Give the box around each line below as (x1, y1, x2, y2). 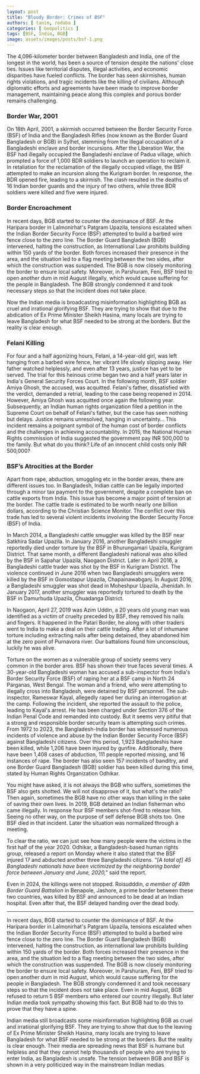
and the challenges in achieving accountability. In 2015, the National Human (7, 428, 192, 435)
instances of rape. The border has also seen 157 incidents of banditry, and (7, 758, 189, 765)
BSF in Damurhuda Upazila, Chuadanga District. (7, 595, 124, 602)
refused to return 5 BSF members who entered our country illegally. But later (7, 993, 194, 1000)
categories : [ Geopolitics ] (7, 25, 79, 32)
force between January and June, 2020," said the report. (7, 869, 147, 876)
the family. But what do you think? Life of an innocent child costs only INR (7, 440, 187, 448)
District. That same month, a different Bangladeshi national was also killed (7, 551, 188, 558)
